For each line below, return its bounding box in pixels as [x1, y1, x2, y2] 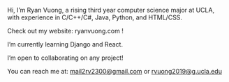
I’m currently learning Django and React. [7, 40, 124, 48]
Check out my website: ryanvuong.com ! [7, 27, 124, 35]
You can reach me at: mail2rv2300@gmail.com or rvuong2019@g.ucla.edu [7, 67, 222, 75]
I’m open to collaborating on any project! [7, 54, 124, 62]
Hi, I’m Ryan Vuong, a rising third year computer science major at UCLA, [7, 6, 215, 14]
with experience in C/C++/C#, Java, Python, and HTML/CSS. [7, 13, 183, 22]
